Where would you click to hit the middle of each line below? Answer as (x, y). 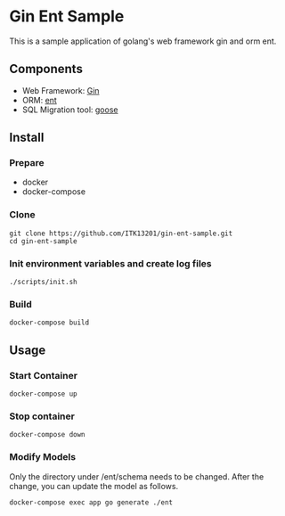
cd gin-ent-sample (43, 241)
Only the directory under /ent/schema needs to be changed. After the (137, 476)
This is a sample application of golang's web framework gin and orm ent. (143, 41)
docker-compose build (49, 323)
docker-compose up (43, 394)
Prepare (27, 163)
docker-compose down (48, 435)
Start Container (44, 375)
